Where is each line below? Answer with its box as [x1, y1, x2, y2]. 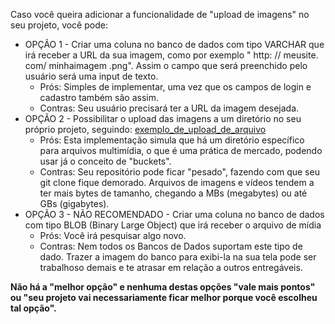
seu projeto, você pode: [10, 19, 108, 31]
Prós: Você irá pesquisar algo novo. [39, 230, 187, 241]
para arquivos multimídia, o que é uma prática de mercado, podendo [39, 145, 323, 156]
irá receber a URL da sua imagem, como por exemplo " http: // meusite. [24, 49, 319, 61]
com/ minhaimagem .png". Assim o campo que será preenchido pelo [24, 60, 308, 71]
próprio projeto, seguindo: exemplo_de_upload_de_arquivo [24, 124, 267, 135]
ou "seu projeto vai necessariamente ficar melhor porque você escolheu [10, 292, 318, 303]
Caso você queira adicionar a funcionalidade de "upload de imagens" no [10, 9, 310, 20]
